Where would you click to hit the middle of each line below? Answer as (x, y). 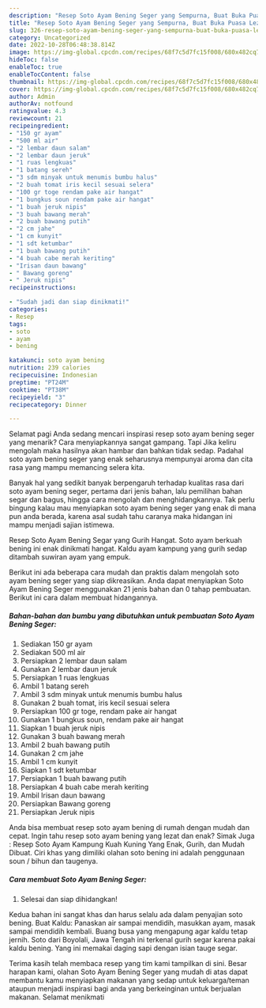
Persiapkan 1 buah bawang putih (73, 779)
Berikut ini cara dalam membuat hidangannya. (84, 597)
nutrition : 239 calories (50, 368)
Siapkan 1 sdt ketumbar (58, 770)
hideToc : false (34, 60)
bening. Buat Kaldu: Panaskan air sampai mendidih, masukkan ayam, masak (132, 923)
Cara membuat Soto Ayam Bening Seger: (78, 879)
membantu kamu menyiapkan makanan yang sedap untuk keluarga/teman (129, 980)
